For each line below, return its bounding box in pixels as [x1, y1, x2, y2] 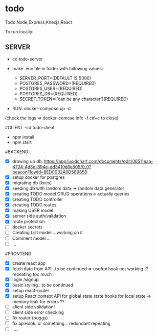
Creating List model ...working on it [12, 229, 83, 236]
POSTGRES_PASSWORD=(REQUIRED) [19, 80, 96, 86]
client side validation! [12, 304, 55, 309]
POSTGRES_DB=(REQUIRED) [19, 90, 78, 96]
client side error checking [12, 309, 64, 315]
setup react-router [12, 287, 50, 293]
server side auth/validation [12, 213, 66, 219]
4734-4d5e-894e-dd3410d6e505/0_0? [12, 164, 91, 169]
